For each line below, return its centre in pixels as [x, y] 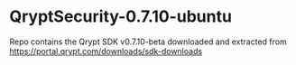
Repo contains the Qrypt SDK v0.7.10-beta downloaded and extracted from [148, 42]
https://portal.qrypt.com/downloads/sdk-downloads [106, 51]
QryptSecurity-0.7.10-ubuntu [121, 17]
